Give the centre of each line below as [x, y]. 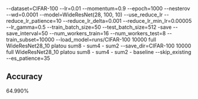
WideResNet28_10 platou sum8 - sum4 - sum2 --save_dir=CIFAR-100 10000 [99, 46]
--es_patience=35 [28, 58]
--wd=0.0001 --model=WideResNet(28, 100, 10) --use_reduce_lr [85, 15]
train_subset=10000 [30, 40]
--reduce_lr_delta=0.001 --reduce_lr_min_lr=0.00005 [127, 21]
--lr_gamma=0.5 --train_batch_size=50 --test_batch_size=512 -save [89, 27]
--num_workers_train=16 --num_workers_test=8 [108, 33]
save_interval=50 [27, 33]
